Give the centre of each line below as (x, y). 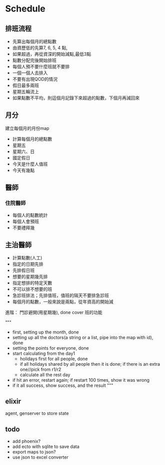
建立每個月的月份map (27, 128)
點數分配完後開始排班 (34, 60)
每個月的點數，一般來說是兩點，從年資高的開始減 (63, 302)
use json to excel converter (40, 457)
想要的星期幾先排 (30, 277)
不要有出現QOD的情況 (35, 79)
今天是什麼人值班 (30, 164)
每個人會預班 (25, 221)
